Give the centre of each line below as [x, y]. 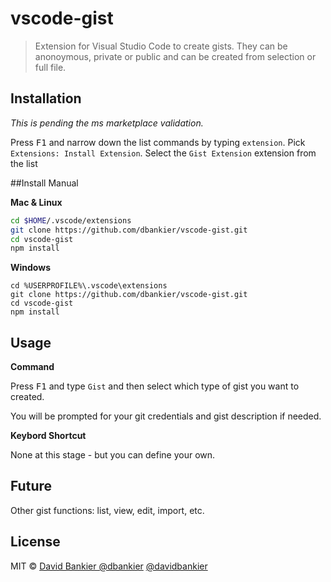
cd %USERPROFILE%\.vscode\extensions [89, 286]
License [35, 542]
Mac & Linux [36, 202]
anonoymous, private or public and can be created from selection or [175, 56]
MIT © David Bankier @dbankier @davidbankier [109, 566]
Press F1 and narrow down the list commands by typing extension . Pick [158, 142]
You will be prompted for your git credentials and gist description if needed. [166, 416]
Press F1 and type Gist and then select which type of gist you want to [155, 386]
